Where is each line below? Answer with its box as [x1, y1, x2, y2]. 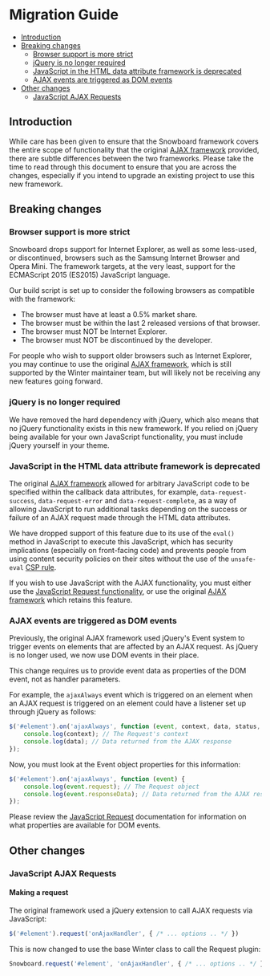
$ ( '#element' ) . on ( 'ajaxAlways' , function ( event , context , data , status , [9, 722, 261, 731]
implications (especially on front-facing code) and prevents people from [9, 546, 247, 555]
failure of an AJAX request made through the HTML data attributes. [9, 513, 231, 523]
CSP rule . [25, 563, 57, 572]
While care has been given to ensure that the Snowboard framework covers [9, 136, 259, 146]
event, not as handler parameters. [9, 674, 121, 684]
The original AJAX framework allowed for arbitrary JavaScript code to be [9, 479, 250, 489]
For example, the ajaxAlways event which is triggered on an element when [9, 690, 253, 700]
